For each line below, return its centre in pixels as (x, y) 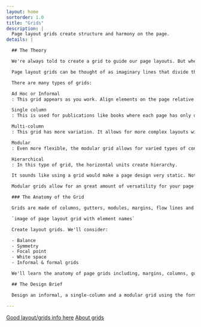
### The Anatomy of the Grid (48, 197)
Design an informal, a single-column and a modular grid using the (98, 295)
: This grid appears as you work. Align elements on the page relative (103, 99)
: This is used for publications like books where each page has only (101, 116)
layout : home (22, 12)
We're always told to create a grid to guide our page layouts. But (99, 61)
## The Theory (29, 51)
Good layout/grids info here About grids (55, 317)
